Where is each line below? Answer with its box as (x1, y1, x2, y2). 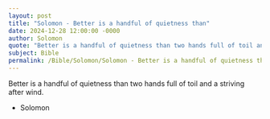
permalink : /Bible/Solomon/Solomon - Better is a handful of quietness (8, 57, 253, 65)
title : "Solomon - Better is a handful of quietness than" (8, 19, 211, 27)
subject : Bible (8, 49, 59, 57)
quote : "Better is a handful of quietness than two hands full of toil (8, 42, 253, 50)
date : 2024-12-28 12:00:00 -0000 (8, 27, 121, 35)
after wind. (8, 87, 44, 96)
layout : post (8, 11, 52, 20)
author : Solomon (8, 34, 63, 43)
